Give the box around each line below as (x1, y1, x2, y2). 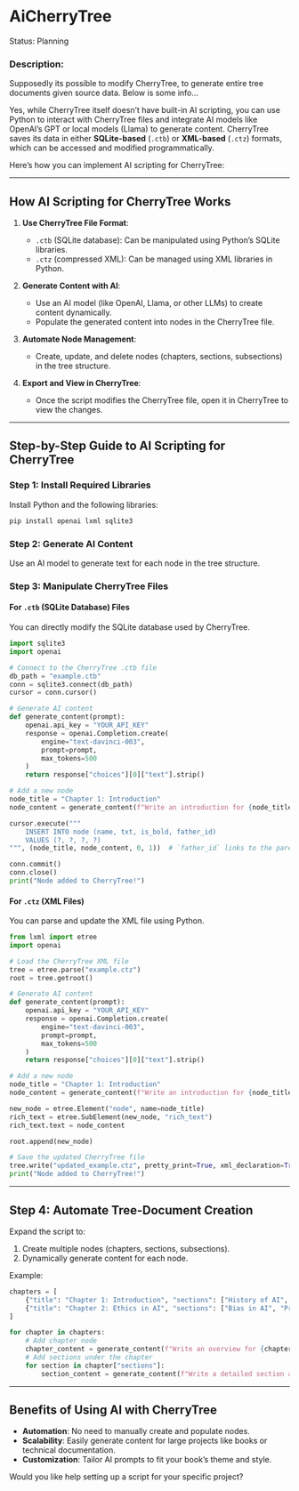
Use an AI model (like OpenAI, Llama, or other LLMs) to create (35, 298, 263, 309)
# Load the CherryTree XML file (9, 956, 129, 966)
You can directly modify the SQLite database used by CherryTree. (9, 622, 251, 633)
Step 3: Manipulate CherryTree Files (9, 580, 169, 592)
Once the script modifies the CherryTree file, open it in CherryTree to (35, 395, 289, 406)
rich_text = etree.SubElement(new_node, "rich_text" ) (9, 1112, 214, 1122)
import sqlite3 (9, 639, 66, 649)
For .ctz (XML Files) (9, 896, 85, 907)
